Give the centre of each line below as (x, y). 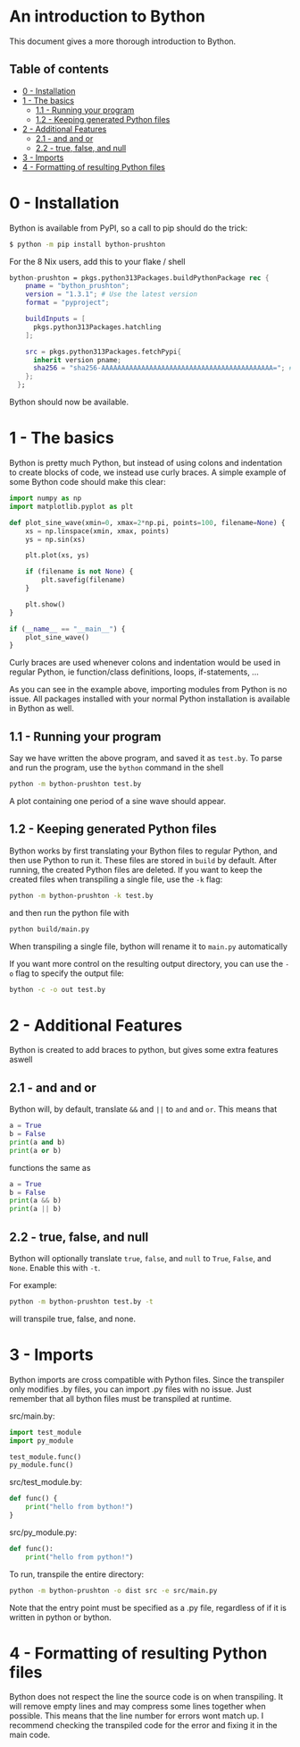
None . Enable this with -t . (55, 1268)
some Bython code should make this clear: (88, 482)
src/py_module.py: (43, 1532)
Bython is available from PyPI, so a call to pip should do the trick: (129, 228)
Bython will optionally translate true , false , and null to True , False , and (141, 1258)
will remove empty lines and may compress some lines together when (137, 1707)
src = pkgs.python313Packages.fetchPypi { (103, 352)
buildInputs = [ (56, 319)
